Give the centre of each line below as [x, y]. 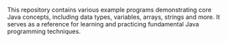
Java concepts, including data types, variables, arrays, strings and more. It [113, 17]
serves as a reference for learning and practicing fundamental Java [103, 24]
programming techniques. [44, 31]
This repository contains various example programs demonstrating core [109, 10]
